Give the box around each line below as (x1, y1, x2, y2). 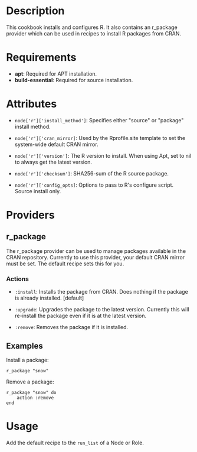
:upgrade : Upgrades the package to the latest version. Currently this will (14, 306, 190, 313)
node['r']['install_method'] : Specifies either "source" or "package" (14, 116, 184, 123)
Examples (6, 341, 43, 351)
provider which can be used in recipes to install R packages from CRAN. (6, 30, 182, 37)
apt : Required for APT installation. (14, 70, 97, 77)
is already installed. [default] (14, 294, 84, 302)
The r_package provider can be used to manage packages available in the (6, 247, 186, 255)
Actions (6, 275, 29, 283)
